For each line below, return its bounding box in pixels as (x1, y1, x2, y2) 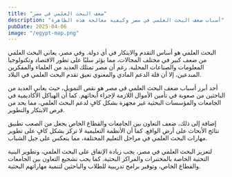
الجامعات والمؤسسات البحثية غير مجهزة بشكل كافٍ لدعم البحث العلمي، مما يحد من (8, 98, 222, 107)
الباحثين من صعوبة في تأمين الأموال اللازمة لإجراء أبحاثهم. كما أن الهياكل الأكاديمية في (8, 91, 226, 100)
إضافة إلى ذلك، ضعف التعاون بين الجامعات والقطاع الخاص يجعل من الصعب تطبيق (8, 119, 217, 128)
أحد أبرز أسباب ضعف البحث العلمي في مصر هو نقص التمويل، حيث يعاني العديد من (8, 84, 218, 92)
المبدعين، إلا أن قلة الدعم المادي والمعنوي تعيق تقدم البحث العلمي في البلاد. (8, 71, 202, 79)
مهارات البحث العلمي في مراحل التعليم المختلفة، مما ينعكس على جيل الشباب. (8, 134, 208, 142)
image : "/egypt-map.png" (8, 29, 79, 37)
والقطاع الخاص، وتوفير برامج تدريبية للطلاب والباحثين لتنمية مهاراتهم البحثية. (8, 162, 201, 170)
